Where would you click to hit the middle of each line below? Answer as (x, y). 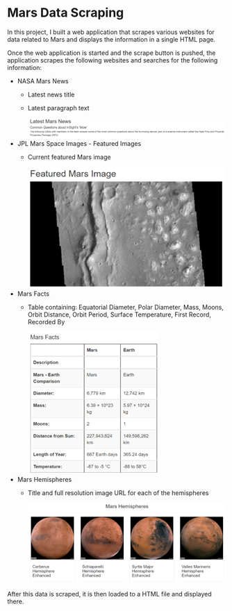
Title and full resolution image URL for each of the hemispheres (118, 493)
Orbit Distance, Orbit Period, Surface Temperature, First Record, (119, 315)
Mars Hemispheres (44, 479)
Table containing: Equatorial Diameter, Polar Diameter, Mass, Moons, (126, 307)
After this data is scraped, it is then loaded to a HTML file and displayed (109, 594)
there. (16, 601)
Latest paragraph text (58, 108)
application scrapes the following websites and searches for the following (113, 60)
